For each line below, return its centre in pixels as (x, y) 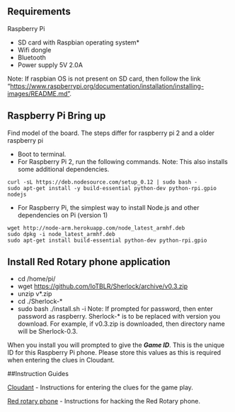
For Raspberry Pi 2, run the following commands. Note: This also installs (122, 161)
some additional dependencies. (63, 169)
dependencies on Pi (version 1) (63, 215)
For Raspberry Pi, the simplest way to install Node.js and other (108, 207)
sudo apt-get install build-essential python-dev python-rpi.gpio (107, 240)
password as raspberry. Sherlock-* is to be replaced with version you (119, 317)
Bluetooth (31, 57)
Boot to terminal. (42, 154)
